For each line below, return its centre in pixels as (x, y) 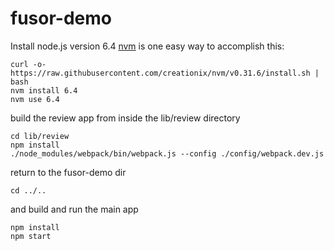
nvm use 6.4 (35, 99)
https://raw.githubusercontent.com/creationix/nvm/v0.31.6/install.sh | (165, 73)
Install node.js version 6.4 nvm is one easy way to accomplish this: (147, 46)
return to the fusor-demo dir (68, 172)
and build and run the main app (74, 209)
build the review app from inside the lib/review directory (125, 118)
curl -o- (28, 64)
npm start (31, 236)
